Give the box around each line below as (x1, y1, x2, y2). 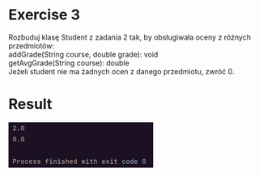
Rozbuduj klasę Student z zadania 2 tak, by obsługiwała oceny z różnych (8, 32, 251, 42)
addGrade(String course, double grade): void (8, 49, 159, 59)
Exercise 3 (8, 6, 81, 24)
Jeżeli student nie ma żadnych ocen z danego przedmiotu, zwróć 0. (8, 66, 235, 76)
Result (8, 95, 53, 114)
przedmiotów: (8, 40, 55, 50)
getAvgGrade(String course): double (8, 58, 129, 68)
